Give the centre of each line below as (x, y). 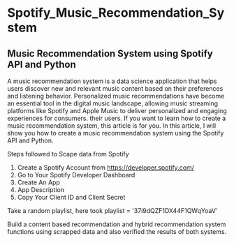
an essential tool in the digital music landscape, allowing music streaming (113, 103)
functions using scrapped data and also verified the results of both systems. (117, 231)
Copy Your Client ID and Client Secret (71, 197)
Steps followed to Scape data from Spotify (68, 154)
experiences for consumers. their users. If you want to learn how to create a (117, 118)
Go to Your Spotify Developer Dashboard (76, 175)
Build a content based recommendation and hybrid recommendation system (117, 224)
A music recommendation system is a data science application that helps (112, 81)
